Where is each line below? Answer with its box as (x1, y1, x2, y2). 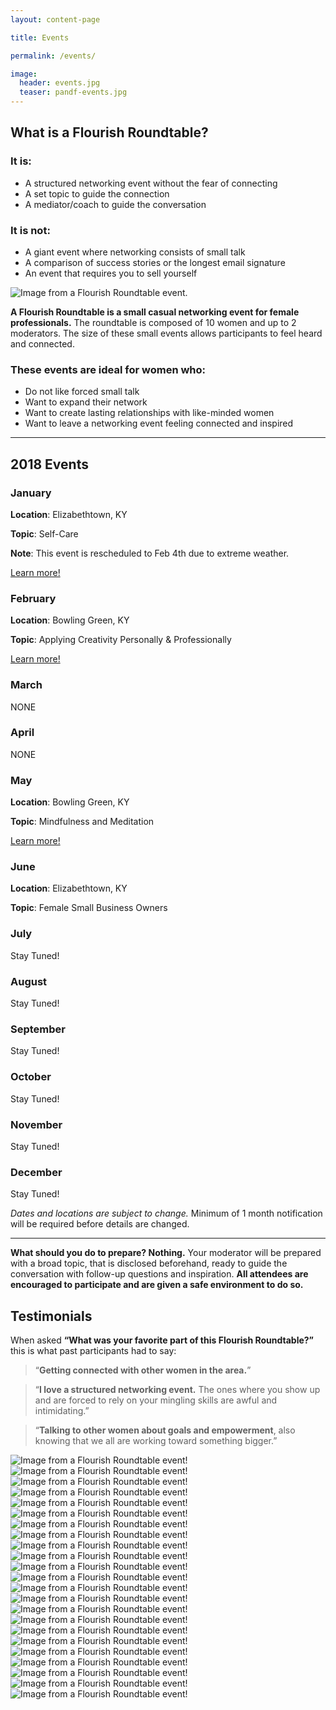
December (10, 1165, 63, 1179)
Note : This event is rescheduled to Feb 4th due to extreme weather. (10, 547, 290, 559)
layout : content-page (10, 14, 101, 25)
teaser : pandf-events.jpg (19, 87, 128, 98)
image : (10, 69, 38, 79)
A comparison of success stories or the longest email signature (24, 256, 286, 268)
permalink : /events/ (10, 51, 97, 61)
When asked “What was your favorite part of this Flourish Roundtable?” (10, 1334, 315, 1346)
